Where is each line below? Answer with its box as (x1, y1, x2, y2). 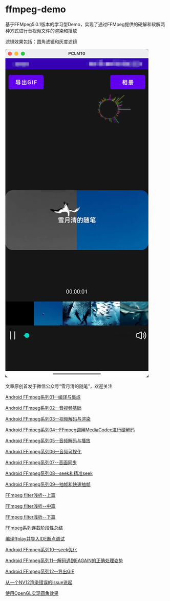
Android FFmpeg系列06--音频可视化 (5, 448, 82, 454)
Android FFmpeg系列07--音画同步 (5, 459, 77, 465)
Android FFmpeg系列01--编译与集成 (5, 394, 81, 400)
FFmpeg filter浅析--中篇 (5, 503, 56, 509)
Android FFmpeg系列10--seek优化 (5, 546, 78, 552)
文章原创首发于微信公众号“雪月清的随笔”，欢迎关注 (5, 383, 113, 389)
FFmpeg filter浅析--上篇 (5, 492, 56, 498)
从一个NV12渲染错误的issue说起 (5, 579, 73, 585)
